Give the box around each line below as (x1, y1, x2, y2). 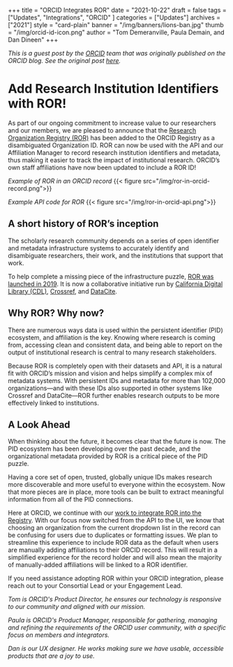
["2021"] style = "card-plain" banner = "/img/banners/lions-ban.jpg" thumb (8, 21, 224, 29)
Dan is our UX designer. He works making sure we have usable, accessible (8, 645, 224, 653)
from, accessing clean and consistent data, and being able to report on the (8, 340, 223, 349)
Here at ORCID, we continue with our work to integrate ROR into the (8, 509, 202, 517)
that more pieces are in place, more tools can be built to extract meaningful (8, 488, 224, 496)
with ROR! (8, 96, 67, 112)
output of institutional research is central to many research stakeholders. (8, 348, 217, 357)
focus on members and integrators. (8, 631, 110, 639)
